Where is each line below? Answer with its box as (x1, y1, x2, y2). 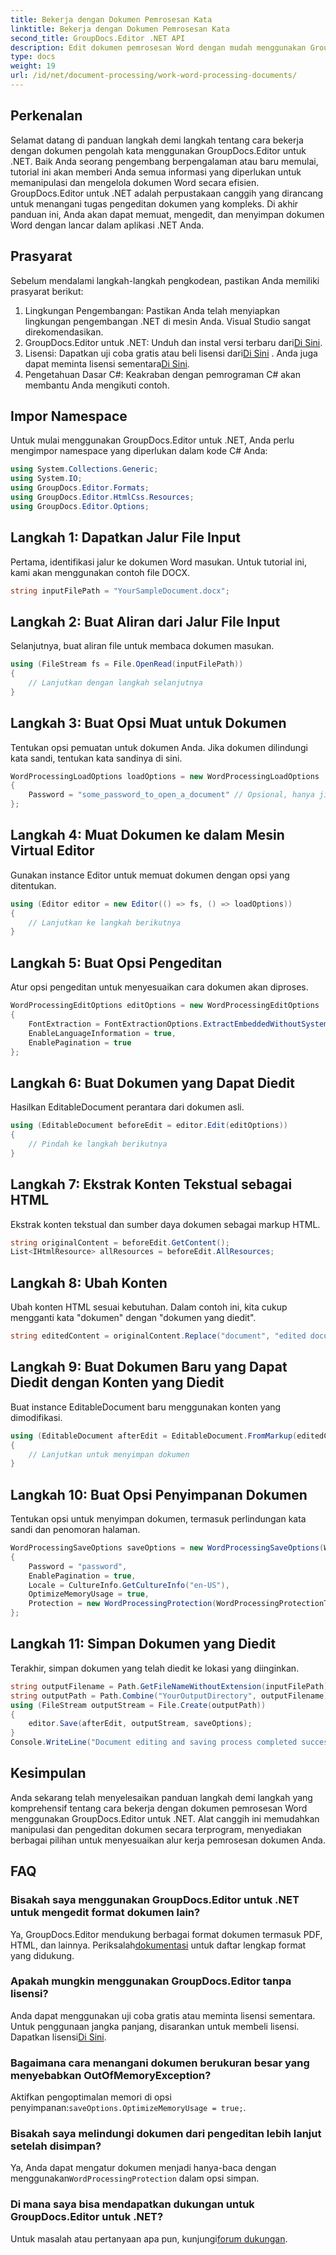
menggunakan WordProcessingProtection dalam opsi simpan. (10, 2172, 260, 2185)
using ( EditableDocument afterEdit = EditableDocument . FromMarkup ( (10, 1431, 298, 1441)
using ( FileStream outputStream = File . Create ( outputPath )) (10, 1700, 267, 1710)
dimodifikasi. (10, 1411, 63, 1423)
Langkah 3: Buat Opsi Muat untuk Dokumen (10, 715, 287, 732)
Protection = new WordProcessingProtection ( (28, 1599, 217, 1609)
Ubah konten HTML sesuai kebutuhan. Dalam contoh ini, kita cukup (10, 1301, 288, 1313)
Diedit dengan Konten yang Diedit (10, 1374, 225, 1391)
